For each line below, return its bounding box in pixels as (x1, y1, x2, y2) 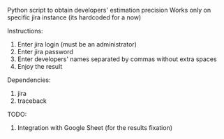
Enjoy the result (17, 63, 63, 70)
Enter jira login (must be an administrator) (17, 40, 137, 48)
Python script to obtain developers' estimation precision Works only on (7, 6, 211, 14)
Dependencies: (7, 76, 51, 84)
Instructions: (7, 27, 43, 35)
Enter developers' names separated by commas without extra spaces (17, 55, 218, 63)
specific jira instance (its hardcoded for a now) (7, 13, 142, 22)
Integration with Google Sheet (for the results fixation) (17, 124, 173, 131)
